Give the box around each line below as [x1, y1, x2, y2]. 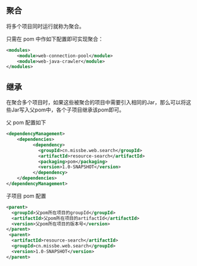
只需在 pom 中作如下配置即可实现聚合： [6, 35, 104, 42]
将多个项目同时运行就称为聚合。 [6, 23, 85, 30]
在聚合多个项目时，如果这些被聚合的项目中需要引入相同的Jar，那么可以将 [6, 99, 186, 106]
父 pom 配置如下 [6, 119, 46, 126]
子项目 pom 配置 [6, 192, 46, 199]
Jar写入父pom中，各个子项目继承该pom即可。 [11, 106, 125, 113]
